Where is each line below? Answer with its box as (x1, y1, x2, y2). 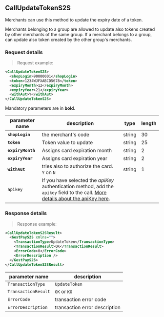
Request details (5, 49, 43, 56)
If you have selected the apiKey (41, 177, 114, 184)
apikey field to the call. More (41, 189, 107, 196)
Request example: (17, 60, 54, 66)
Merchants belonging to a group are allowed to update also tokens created (5, 26, 155, 32)
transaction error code (55, 296, 106, 303)
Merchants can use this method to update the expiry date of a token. (5, 17, 143, 22)
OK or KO (55, 288, 73, 295)
